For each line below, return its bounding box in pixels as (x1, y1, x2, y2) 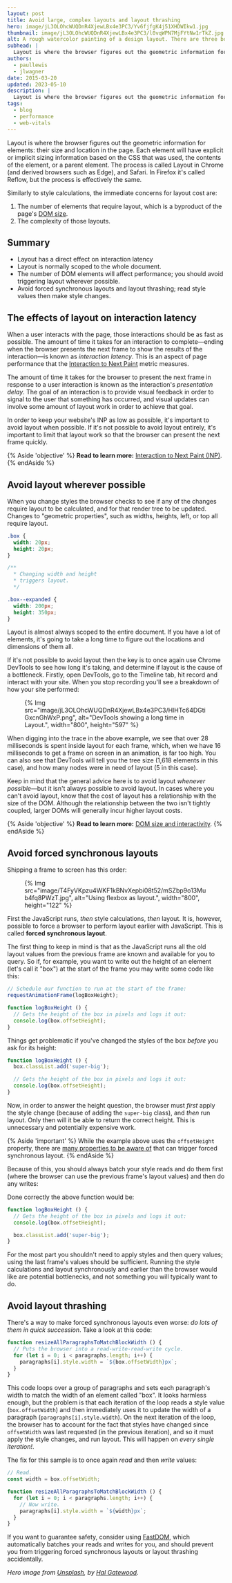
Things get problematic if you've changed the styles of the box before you (7, 1036, 219, 1045)
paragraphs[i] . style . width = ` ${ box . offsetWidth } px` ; (19, 1358, 177, 1365)
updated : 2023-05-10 (7, 81, 67, 88)
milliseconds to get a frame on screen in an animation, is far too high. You (7, 749, 216, 758)
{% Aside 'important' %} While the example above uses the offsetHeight (7, 1136, 215, 1145)
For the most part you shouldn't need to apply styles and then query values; (7, 1250, 223, 1259)
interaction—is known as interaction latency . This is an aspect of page (7, 352, 207, 360)
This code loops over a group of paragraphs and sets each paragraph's (7, 1384, 211, 1392)
